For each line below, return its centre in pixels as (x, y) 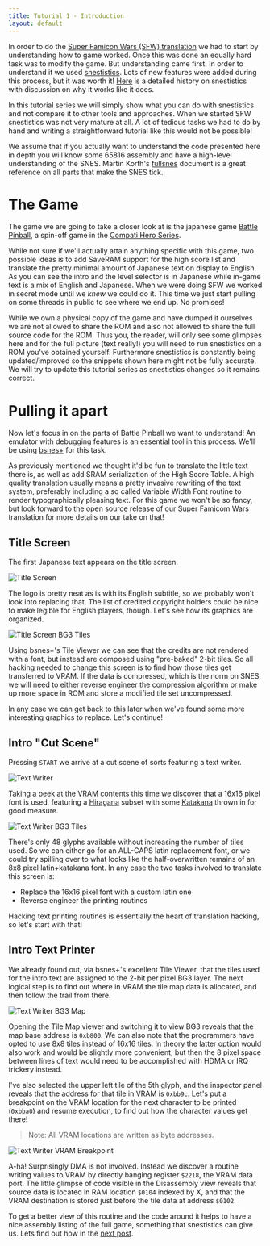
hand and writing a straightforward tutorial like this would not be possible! (130, 131)
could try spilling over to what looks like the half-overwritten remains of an (132, 859)
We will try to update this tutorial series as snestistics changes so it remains (134, 370)
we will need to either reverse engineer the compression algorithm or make (133, 685)
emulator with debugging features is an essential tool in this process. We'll (132, 441)
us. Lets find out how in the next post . (71, 1233)
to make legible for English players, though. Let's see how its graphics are (131, 611)
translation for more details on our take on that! (87, 517)
